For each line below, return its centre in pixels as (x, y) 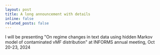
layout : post (18, 9)
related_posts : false (27, 23)
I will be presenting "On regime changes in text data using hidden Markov (79, 37)
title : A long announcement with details (48, 14)
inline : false (20, 18)
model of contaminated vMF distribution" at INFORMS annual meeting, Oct (80, 42)
